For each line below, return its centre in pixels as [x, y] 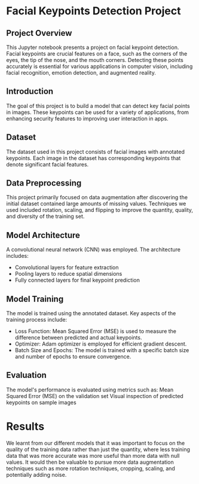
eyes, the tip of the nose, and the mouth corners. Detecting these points [95, 60]
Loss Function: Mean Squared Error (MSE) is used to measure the [96, 331]
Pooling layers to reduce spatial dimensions [68, 274]
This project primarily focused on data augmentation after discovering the [97, 198]
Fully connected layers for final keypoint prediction [77, 280]
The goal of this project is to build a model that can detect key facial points [98, 106]
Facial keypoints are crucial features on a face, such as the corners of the [97, 54]
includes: [17, 256]
